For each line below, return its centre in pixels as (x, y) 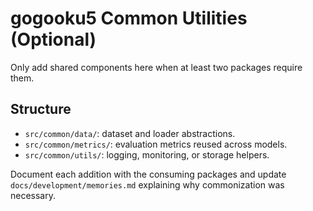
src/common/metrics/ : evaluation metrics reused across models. (156, 144)
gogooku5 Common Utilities (129, 18)
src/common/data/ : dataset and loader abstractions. (130, 133)
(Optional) (53, 39)
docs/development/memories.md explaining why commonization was (147, 184)
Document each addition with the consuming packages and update (148, 174)
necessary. (33, 195)
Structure (41, 109)
